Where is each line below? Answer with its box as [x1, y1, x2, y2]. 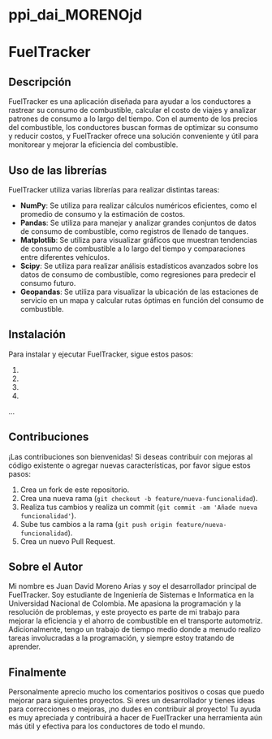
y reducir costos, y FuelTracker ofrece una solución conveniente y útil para [8, 132, 259, 141]
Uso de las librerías [8, 163, 107, 177]
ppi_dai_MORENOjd [8, 6, 143, 24]
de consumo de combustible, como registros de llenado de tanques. [19, 227, 249, 236]
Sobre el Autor [8, 560, 84, 574]
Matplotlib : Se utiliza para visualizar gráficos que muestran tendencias [19, 236, 257, 244]
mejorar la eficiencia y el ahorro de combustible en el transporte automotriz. [8, 616, 263, 626]
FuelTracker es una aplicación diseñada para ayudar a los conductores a [8, 97, 252, 106]
